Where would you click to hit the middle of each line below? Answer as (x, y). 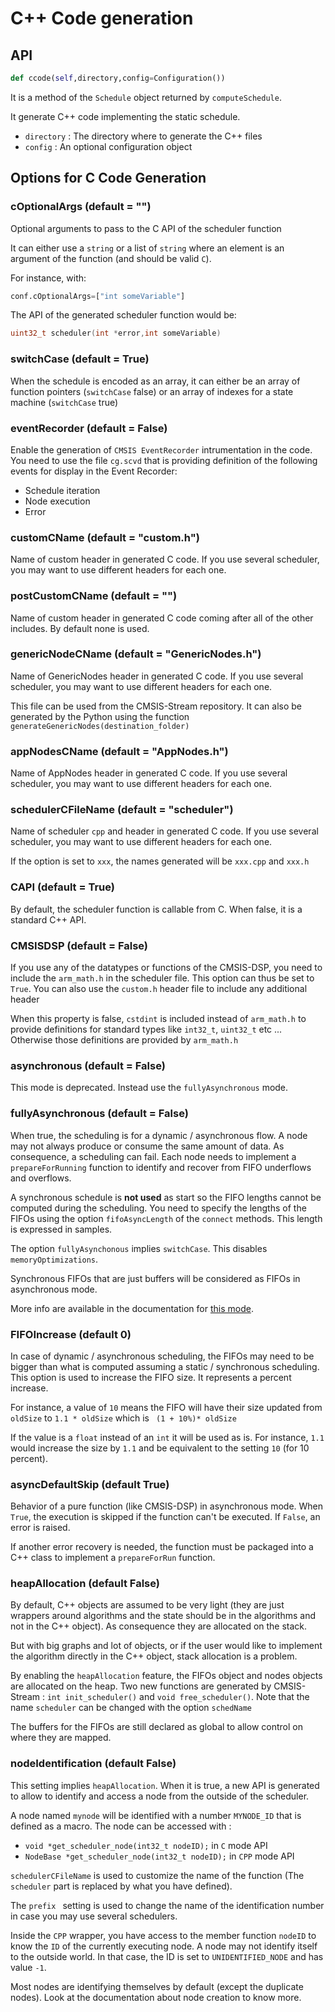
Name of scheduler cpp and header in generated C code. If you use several (164, 831)
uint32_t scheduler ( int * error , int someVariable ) (116, 333)
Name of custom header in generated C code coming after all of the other (162, 618)
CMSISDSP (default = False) (79, 945)
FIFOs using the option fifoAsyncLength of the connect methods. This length (166, 1218)
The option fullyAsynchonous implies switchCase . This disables (139, 1248)
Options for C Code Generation (108, 178)
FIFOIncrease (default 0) (71, 1334)
